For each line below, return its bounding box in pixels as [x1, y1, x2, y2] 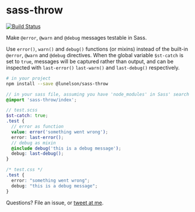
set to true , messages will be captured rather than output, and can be [6, 58, 174, 65]
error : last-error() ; [11, 134, 64, 140]
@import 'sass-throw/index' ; [6, 97, 77, 103]
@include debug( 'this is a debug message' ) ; [11, 145, 121, 151]
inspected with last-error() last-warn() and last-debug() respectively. [6, 64, 180, 71]
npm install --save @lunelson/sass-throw [6, 81, 109, 86]
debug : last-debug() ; [11, 151, 64, 157]
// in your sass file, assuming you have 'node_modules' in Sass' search [6, 91, 190, 97]
